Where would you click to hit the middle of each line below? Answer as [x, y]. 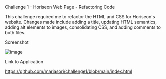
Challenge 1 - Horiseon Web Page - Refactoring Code [60, 7]
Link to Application [24, 61]
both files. [15, 33]
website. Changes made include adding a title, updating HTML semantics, [81, 22]
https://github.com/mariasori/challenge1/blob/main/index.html [69, 71]
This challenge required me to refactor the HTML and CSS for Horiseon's [80, 17]
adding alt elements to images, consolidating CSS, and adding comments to [83, 27]
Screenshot [17, 42]
